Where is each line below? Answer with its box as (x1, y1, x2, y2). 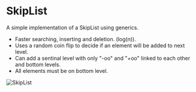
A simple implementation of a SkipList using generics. (6, 24, 139, 31)
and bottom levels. (14, 61, 61, 68)
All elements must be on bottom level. (14, 67, 108, 74)
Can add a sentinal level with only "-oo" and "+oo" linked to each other (14, 54, 191, 62)
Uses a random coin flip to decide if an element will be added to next (14, 42, 185, 49)
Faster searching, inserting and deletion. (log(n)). (14, 35, 136, 42)
